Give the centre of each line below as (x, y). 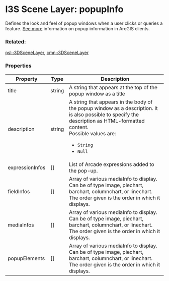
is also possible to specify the (104, 115)
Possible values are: (93, 133)
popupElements (26, 258)
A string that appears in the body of (111, 102)
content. (79, 127)
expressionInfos (27, 167)
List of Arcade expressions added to (111, 164)
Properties (18, 66)
